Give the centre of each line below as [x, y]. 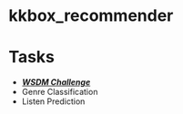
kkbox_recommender [91, 16]
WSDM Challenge [56, 82]
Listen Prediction [53, 101]
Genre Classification [60, 92]
